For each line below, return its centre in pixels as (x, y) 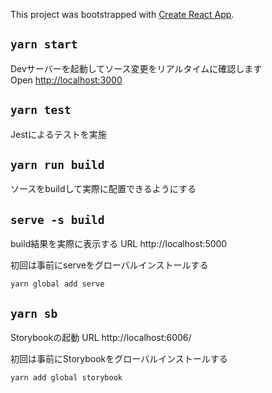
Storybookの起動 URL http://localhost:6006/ (101, 338)
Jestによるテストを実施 (58, 134)
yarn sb (34, 313)
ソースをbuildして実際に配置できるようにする (103, 189)
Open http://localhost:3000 (66, 80)
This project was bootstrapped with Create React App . (122, 14)
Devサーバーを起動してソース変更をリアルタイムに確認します (136, 68)
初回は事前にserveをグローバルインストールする (109, 265)
